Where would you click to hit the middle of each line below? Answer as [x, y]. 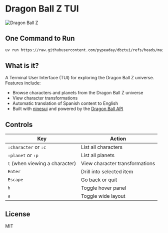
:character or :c [27, 147]
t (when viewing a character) [42, 164]
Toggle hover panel [103, 188]
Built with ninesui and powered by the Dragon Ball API [68, 109]
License [18, 214]
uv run [12, 50]
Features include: [23, 83]
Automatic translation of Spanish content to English [65, 103]
